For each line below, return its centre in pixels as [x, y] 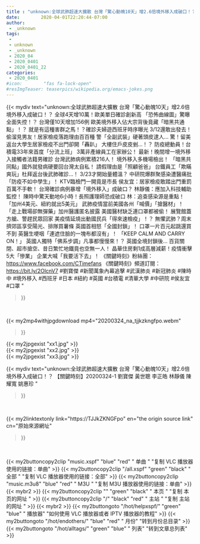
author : [16, 23]
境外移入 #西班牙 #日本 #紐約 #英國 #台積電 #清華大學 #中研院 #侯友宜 [103, 278]
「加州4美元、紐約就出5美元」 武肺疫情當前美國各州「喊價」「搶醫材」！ [95, 204]
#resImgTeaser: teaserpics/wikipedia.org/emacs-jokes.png [79, 89]
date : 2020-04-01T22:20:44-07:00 [57, 17]
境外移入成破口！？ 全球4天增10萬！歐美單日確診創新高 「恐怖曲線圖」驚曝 [98, 114]
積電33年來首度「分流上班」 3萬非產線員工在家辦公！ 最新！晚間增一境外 [96, 151]
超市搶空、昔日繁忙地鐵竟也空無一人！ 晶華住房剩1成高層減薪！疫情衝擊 [104, 248]
